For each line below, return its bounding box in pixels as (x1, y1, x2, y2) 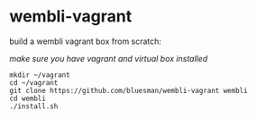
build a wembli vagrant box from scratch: (9, 36, 162, 47)
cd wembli (9, 94, 47, 103)
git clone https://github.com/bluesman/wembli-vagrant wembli (9, 86, 248, 95)
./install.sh (9, 101, 59, 111)
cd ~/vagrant (9, 78, 59, 87)
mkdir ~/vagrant (9, 70, 70, 80)
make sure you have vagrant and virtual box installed (9, 53, 208, 64)
